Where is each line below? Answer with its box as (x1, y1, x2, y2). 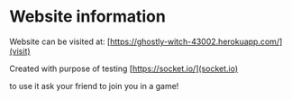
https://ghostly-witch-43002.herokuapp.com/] (109, 36, 283, 47)
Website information (9, 6, 167, 27)
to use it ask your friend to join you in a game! (9, 80, 179, 91)
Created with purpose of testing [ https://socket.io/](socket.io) (9, 63, 239, 74)
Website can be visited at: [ (9, 36, 111, 47)
